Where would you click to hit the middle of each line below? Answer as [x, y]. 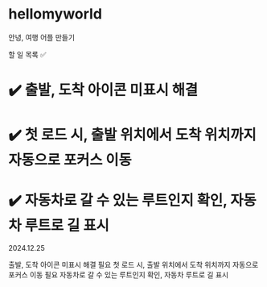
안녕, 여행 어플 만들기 [41, 37]
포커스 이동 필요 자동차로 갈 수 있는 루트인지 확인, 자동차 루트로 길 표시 [119, 275]
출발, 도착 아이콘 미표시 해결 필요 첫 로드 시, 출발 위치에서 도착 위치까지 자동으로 [133, 265]
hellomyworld [55, 14]
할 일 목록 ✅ [27, 54]
